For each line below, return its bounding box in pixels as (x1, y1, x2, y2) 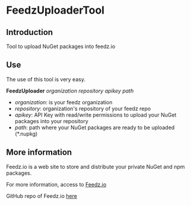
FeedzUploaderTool (6, 4, 105, 17)
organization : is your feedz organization (14, 98, 113, 105)
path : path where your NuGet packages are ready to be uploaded (14, 124, 175, 131)
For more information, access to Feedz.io (6, 181, 107, 188)
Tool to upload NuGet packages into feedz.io (6, 43, 116, 50)
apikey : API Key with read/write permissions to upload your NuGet (14, 111, 177, 118)
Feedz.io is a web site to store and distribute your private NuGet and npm (6, 163, 185, 170)
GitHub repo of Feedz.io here (6, 192, 77, 199)
